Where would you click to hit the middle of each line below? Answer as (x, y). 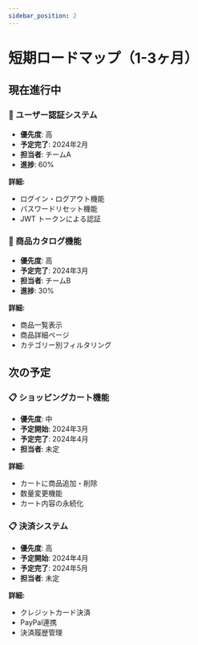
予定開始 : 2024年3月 (54, 429)
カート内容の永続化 (52, 503)
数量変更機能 (41, 493)
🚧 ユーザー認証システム (53, 115)
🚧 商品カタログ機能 (45, 241)
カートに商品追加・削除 (59, 483)
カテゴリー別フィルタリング (66, 345)
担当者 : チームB (45, 280)
